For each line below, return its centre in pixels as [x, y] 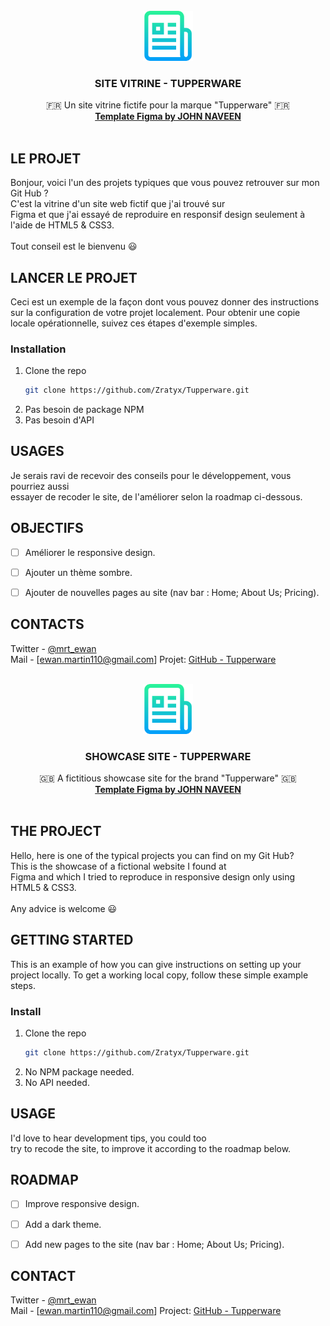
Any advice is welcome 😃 [64, 908]
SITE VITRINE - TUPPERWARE [168, 83]
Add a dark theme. [63, 1224]
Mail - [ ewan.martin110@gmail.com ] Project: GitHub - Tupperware [146, 1311]
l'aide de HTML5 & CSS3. [62, 225]
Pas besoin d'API [59, 420]
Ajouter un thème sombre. [78, 572]
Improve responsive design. [82, 1204]
